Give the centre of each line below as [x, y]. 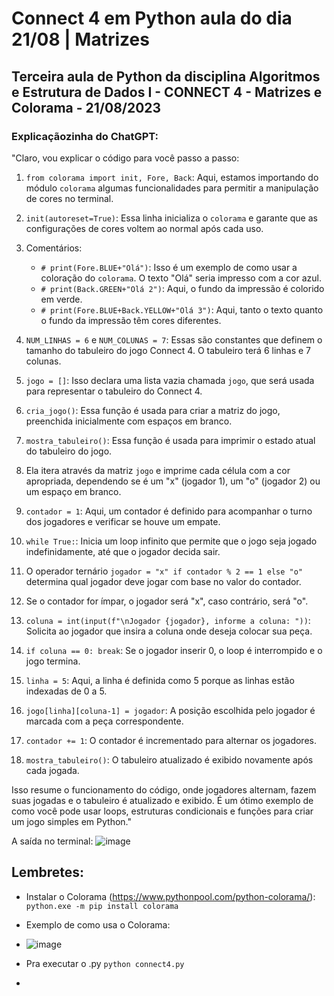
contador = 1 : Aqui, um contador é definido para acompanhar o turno [169, 511]
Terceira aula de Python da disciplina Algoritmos [166, 76]
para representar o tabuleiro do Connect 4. [114, 391]
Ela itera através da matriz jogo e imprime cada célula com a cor [158, 470]
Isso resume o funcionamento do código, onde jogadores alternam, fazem [164, 789]
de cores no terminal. [69, 198]
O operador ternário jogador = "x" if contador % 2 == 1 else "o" [164, 571]
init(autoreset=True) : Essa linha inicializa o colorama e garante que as [171, 218]
